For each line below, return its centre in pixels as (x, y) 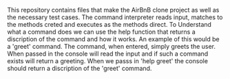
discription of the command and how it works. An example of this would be (113, 39)
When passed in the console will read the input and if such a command (108, 54)
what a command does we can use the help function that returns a (102, 32)
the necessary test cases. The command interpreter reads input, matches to (115, 17)
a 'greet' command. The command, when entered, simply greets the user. (111, 46)
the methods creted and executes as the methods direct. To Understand (109, 24)
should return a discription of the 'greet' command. (80, 68)
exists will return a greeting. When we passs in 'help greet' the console (108, 61)
